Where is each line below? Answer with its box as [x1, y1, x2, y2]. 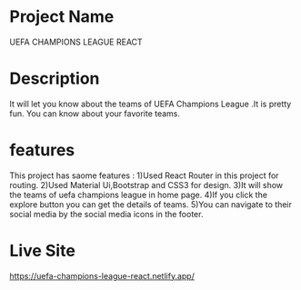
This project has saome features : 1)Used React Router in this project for [9, 170, 279, 181]
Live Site [9, 241, 75, 261]
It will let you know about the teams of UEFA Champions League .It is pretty [9, 98, 292, 109]
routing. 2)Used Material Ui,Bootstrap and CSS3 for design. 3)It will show [9, 179, 284, 190]
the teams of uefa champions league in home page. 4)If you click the [9, 189, 268, 200]
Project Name [9, 6, 115, 27]
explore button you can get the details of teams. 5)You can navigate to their [9, 198, 293, 210]
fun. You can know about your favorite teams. [9, 107, 180, 119]
